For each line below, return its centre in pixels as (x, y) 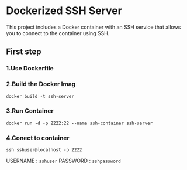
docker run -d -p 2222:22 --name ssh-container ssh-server (79, 123)
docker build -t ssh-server (40, 96)
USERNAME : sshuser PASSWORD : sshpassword (63, 161)
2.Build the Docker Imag (41, 84)
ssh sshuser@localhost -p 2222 (44, 150)
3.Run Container (30, 111)
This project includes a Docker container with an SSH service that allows (93, 27)
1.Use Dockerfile (30, 69)
